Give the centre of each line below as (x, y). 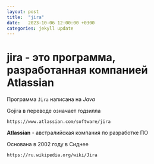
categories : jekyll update (40, 28)
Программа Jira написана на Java (51, 99)
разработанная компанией (77, 70)
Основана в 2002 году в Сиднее (48, 144)
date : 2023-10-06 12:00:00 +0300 (51, 23)
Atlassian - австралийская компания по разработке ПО (77, 133)
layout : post (23, 12)
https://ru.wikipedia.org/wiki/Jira (52, 155)
